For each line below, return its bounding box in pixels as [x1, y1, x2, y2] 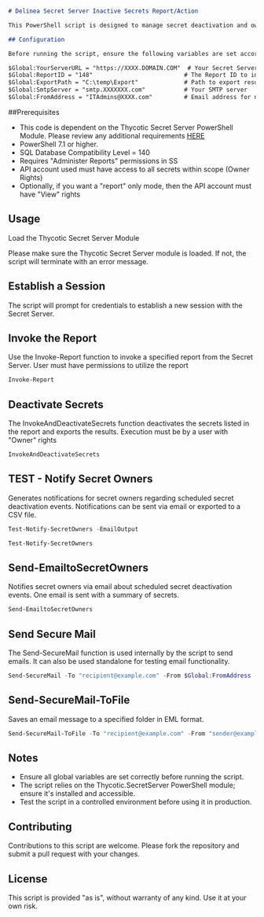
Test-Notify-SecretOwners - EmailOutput [8, 525, 139, 533]
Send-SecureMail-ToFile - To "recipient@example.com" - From [8, 729, 206, 738]
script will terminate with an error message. [8, 256, 149, 266]
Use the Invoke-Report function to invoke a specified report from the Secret [8, 352, 254, 362]
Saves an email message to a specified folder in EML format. [8, 714, 204, 724]
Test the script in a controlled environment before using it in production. [19, 797, 252, 807]
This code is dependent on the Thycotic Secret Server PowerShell [19, 123, 233, 132]
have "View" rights [19, 190, 81, 199]
